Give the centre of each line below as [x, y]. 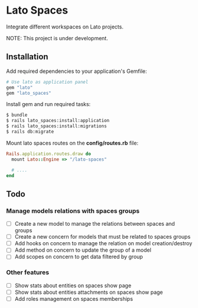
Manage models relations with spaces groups [73, 211]
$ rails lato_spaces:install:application [58, 121]
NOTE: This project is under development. [57, 38]
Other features [28, 272]
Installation [27, 57]
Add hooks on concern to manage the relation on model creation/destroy [103, 243]
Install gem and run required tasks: [48, 104]
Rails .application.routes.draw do [49, 154]
